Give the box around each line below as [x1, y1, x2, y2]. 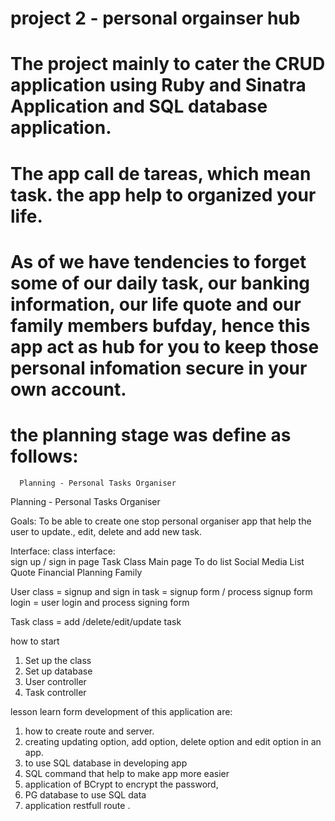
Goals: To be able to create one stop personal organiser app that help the [10, 515, 312, 527]
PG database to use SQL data [24, 788, 147, 801]
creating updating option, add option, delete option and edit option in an [24, 735, 322, 747]
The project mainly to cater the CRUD [10, 53, 326, 76]
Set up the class [24, 654, 92, 666]
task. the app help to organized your [10, 183, 317, 206]
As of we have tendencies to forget [10, 250, 307, 273]
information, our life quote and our [10, 293, 302, 316]
